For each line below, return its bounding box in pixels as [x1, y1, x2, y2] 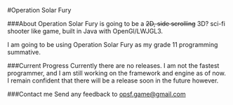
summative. [7, 48, 41, 56]
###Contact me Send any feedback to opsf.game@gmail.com [7, 90, 186, 98]
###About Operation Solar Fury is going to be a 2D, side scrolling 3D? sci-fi [7, 20, 226, 27]
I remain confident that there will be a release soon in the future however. [7, 76, 219, 85]
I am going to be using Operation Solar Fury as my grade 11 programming [7, 41, 218, 48]
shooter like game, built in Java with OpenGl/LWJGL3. [7, 27, 164, 35]
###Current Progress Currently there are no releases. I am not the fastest [7, 62, 220, 69]
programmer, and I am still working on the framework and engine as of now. [7, 69, 226, 77]
